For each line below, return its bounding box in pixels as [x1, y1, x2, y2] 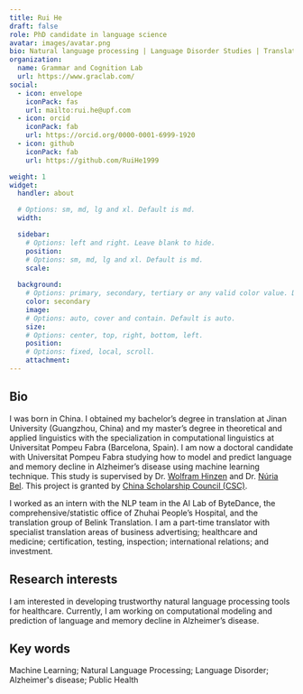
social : [9, 80, 39, 89]
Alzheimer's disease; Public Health [9, 674, 139, 686]
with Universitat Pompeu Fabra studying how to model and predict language [9, 451, 292, 462]
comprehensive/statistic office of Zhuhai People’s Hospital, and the [9, 507, 259, 518]
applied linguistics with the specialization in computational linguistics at [9, 432, 275, 443]
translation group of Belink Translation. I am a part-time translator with [9, 516, 271, 528]
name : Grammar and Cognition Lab [17, 64, 143, 73]
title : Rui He [9, 13, 63, 23]
